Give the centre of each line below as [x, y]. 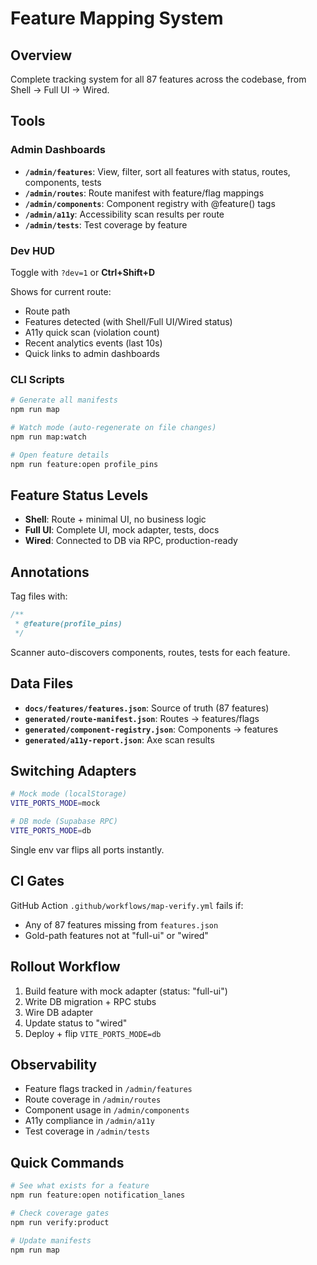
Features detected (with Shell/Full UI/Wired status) [128, 321]
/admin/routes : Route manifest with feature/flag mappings [144, 193]
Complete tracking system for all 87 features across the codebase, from [158, 79]
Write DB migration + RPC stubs [90, 1001]
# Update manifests [51, 1240]
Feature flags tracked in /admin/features [108, 1089]
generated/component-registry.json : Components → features [151, 729]
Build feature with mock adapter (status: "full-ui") [126, 991]
